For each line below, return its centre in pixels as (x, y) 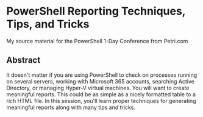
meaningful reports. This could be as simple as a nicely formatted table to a (101, 94)
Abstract (23, 60)
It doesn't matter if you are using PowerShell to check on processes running (102, 75)
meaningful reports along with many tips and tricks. (71, 107)
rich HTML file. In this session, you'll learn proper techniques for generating (101, 101)
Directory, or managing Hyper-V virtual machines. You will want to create (98, 88)
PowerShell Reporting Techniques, (96, 11)
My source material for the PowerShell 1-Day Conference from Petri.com (97, 41)
